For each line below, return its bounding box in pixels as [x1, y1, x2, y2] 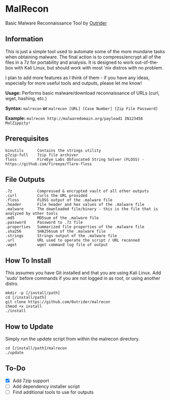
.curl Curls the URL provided [5, 193, 88, 198]
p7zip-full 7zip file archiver [5, 152, 79, 157]
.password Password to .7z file [5, 220, 83, 225]
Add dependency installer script [12, 383, 80, 389]
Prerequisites [5, 134, 49, 143]
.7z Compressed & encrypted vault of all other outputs [5, 189, 149, 194]
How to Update [5, 322, 53, 331]
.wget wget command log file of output [5, 242, 108, 248]
